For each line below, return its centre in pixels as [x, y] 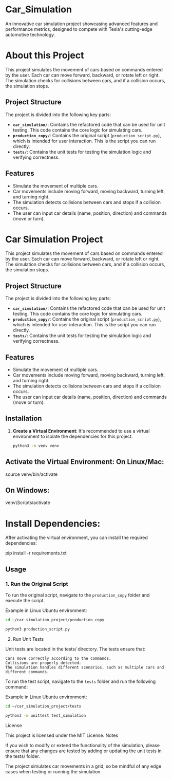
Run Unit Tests [28, 639]
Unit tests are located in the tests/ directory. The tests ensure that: [75, 649]
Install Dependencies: [53, 523]
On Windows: [27, 490]
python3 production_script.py [38, 629]
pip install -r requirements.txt [36, 553]
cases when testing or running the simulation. [53, 771]
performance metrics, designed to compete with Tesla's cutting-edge [79, 29]
